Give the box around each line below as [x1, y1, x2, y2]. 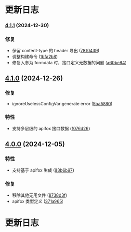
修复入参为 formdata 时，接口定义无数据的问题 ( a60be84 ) [12, 60, 127, 66]
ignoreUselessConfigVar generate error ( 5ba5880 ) [12, 101, 113, 107]
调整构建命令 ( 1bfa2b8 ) [12, 54, 58, 59]
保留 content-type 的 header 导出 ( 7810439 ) [12, 48, 100, 54]
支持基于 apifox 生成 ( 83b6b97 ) [12, 167, 75, 173]
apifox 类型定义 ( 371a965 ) [12, 199, 64, 204]
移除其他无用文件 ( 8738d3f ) [12, 192, 67, 198]
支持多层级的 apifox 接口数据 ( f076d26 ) [12, 126, 91, 131]
